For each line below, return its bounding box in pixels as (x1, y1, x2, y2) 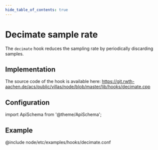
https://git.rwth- (101, 78, 135, 84)
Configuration (5, 98, 50, 106)
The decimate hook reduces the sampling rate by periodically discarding (5, 45, 153, 51)
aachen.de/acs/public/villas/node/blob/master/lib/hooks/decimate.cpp (5, 83, 151, 90)
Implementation (5, 65, 56, 73)
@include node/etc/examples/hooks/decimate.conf (5, 139, 111, 145)
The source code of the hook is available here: (5, 78, 101, 84)
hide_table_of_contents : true (5, 7, 68, 12)
